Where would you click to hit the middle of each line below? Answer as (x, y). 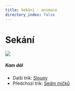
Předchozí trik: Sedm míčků (41, 83)
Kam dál (14, 65)
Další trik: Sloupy (30, 78)
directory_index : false (30, 15)
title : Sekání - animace (31, 10)
